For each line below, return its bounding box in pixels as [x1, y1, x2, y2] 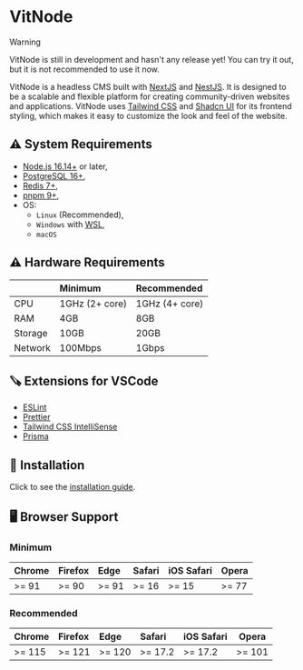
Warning [9, 36, 41, 47]
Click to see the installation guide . [9, 482, 136, 493]
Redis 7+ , [22, 180, 59, 191]
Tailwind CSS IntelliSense [22, 421, 118, 433]
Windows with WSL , [35, 218, 106, 229]
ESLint [22, 402, 47, 413]
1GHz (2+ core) [59, 297, 128, 310]
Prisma [22, 431, 50, 442]
